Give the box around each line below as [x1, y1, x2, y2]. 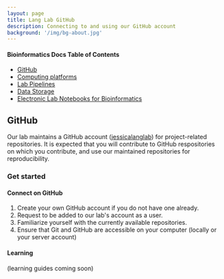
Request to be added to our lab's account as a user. [16, 211, 163, 219]
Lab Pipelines [16, 80, 55, 88]
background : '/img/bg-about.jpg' [7, 29, 103, 36]
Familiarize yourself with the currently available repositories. [16, 219, 187, 227]
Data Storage [16, 87, 55, 96]
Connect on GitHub [7, 189, 63, 197]
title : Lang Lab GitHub [7, 16, 75, 23]
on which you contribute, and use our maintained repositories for [7, 147, 190, 156]
